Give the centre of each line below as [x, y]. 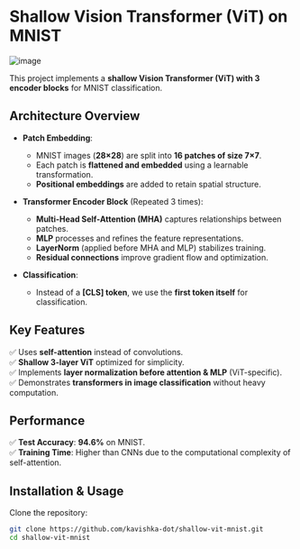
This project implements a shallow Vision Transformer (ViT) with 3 [135, 78]
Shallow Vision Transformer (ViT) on [149, 17]
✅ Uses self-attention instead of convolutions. [96, 352]
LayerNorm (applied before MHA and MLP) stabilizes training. [151, 247]
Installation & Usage [67, 491]
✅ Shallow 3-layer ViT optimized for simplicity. [97, 361]
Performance [47, 421]
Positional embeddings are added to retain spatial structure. [148, 184]
